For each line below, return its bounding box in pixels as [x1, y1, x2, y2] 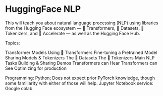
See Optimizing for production [5, 65, 67, 71]
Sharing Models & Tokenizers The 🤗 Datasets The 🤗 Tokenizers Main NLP [5, 54, 155, 60]
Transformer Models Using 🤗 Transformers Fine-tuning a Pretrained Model [5, 49, 158, 55]
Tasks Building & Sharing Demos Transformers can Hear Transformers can [5, 60, 158, 66]
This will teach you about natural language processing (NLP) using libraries [5, 20, 159, 26]
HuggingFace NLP [5, 3, 81, 15]
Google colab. [5, 85, 34, 91]
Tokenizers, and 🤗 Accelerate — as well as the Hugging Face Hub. [5, 30, 140, 36]
